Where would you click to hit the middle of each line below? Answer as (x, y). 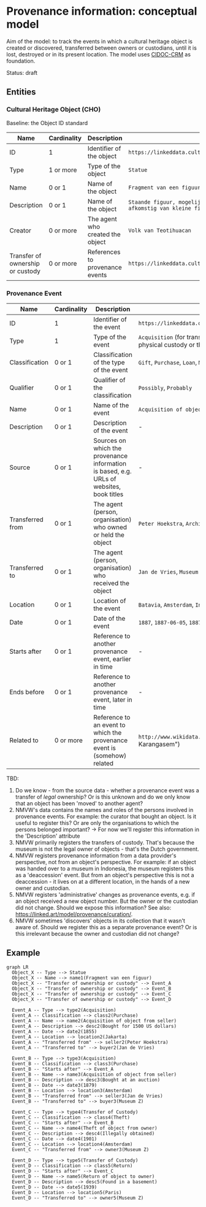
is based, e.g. (112, 471)
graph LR (17, 967)
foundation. (21, 61)
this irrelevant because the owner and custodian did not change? (97, 933)
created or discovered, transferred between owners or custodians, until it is (102, 48)
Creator (21, 230)
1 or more (63, 170)
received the (111, 583)
